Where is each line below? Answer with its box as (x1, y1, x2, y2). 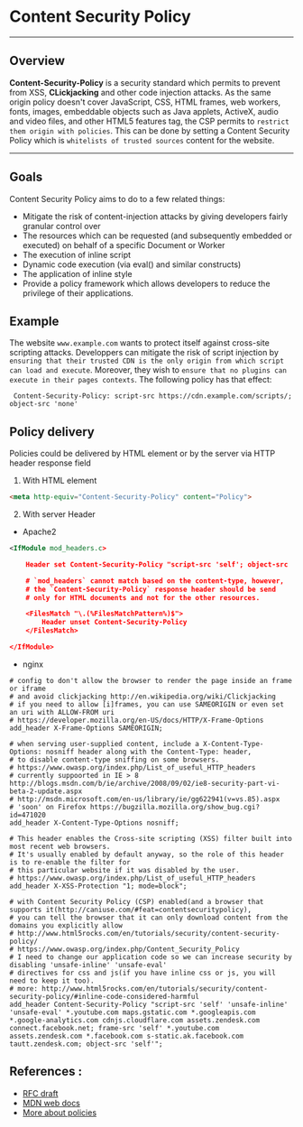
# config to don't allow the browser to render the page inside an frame (9, 676, 293, 685)
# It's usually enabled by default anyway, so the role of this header (9, 850, 284, 859)
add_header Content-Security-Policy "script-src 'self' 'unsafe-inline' (9, 1000, 289, 1009)
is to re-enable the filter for (9, 857, 131, 867)
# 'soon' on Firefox (9, 802, 87, 811)
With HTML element (22, 476, 97, 486)
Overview (9, 53, 66, 69)
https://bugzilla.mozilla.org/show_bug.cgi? (89, 802, 260, 811)
